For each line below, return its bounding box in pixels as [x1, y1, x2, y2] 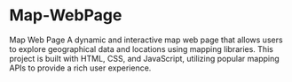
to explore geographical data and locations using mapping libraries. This [9, 43, 273, 54]
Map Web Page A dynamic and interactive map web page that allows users [9, 34, 283, 45]
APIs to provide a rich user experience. [9, 63, 152, 73]
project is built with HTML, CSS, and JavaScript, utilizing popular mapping [9, 53, 280, 63]
